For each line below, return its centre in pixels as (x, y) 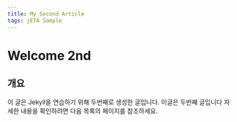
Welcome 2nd (49, 56)
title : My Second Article (46, 14)
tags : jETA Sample (35, 21)
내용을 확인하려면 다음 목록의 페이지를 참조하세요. (89, 111)
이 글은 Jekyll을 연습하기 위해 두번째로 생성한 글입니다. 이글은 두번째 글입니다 (115, 102)
